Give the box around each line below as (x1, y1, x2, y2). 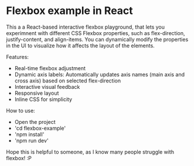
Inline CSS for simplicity (14, 95, 72, 103)
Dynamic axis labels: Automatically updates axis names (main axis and (14, 71, 185, 78)
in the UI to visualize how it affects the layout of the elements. (6, 42, 155, 49)
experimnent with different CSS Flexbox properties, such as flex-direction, (6, 29, 185, 36)
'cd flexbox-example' (14, 124, 66, 132)
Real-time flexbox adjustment (14, 64, 86, 71)
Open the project (14, 118, 56, 125)
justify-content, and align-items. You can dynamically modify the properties (6, 36, 189, 43)
